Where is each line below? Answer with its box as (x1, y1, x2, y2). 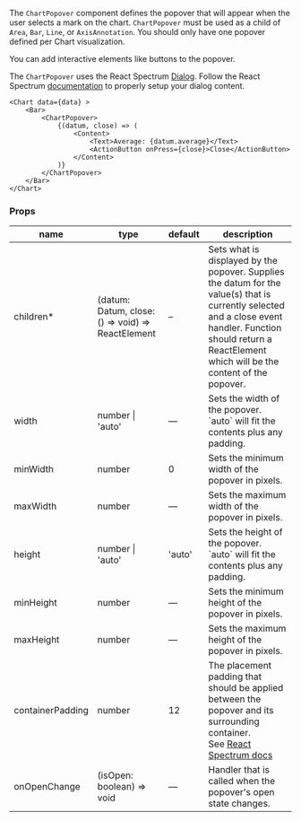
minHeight (13, 597, 57, 609)
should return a (208, 333, 272, 345)
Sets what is (208, 243, 260, 256)
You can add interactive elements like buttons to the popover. (9, 54, 236, 64)
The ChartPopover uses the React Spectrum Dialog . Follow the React (9, 71, 261, 82)
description (222, 228, 273, 240)
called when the (208, 775, 276, 788)
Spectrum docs (208, 749, 273, 762)
